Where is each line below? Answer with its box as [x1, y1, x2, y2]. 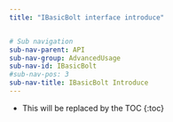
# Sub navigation [9, 37, 74, 45]
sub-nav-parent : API [9, 45, 86, 54]
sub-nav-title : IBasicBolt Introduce [9, 78, 149, 87]
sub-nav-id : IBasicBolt [9, 61, 98, 71]
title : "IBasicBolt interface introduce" [9, 12, 165, 22]
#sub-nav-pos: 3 [9, 70, 69, 79]
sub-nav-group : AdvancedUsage [9, 53, 122, 62]
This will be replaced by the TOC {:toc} [21, 102, 164, 113]
